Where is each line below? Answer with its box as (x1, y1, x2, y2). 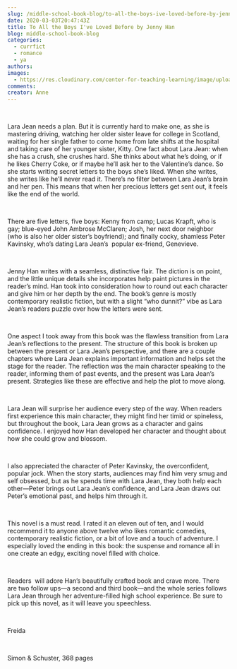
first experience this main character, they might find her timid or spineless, (7, 412, 224, 420)
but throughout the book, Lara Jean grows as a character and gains (7, 420, 203, 428)
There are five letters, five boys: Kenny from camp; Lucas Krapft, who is (7, 217, 217, 226)
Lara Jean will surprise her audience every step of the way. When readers (7, 404, 222, 413)
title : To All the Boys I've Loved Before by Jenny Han (7, 23, 175, 30)
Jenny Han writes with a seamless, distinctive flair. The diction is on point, (7, 267, 222, 276)
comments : (7, 83, 37, 90)
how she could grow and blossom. (7, 434, 107, 443)
